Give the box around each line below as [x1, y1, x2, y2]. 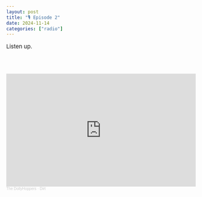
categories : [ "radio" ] [6, 25, 63, 32]
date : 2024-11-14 [6, 20, 50, 26]
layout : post [6, 8, 39, 15]
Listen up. [6, 43, 32, 51]
